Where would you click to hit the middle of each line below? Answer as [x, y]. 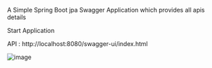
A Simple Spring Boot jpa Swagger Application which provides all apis [106, 10]
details [17, 17]
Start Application [31, 31]
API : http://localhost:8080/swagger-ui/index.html [77, 44]
